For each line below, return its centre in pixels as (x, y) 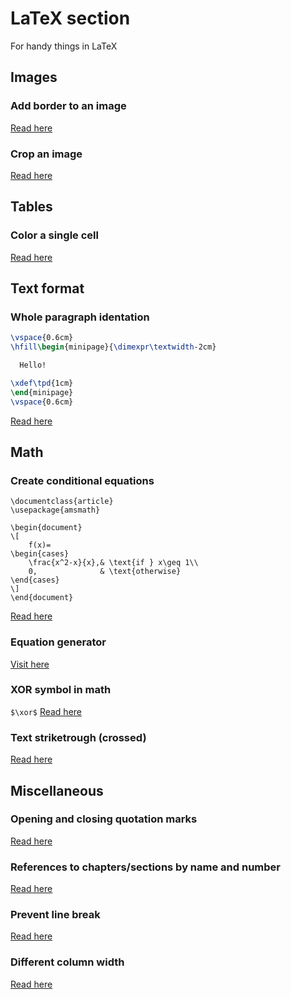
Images (34, 77)
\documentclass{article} (62, 502)
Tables (31, 207)
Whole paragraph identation (80, 317)
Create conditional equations (82, 480)
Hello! (33, 365)
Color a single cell (54, 235)
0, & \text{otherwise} (105, 572)
